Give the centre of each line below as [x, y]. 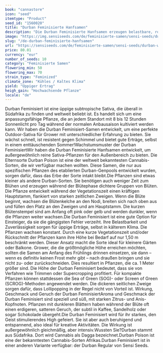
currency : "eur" [21, 54]
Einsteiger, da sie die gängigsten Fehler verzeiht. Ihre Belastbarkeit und [76, 222]
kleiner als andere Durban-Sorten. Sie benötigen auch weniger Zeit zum [77, 181]
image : [12, 37]
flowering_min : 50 [24, 68]
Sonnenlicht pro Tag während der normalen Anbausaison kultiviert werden [79, 124]
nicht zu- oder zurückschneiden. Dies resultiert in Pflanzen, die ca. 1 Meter [80, 263]
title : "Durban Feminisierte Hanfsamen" [47, 28]
